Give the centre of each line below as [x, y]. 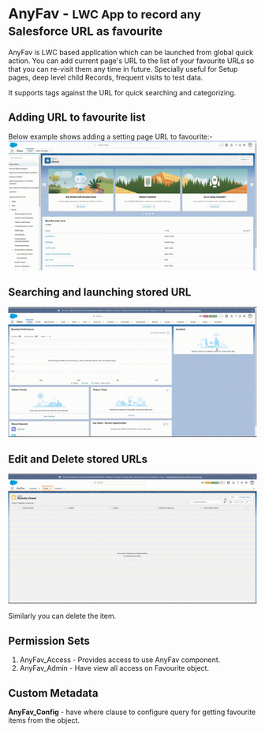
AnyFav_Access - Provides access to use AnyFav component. [120, 660]
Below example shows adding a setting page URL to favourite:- [110, 136]
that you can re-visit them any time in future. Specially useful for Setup [123, 69]
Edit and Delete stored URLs [78, 459]
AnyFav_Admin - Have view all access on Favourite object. [114, 668]
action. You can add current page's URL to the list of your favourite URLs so [131, 61]
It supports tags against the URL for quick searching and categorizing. [122, 92]
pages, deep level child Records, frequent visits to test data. [106, 77]
